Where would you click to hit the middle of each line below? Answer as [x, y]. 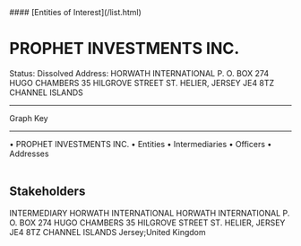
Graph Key [29, 118]
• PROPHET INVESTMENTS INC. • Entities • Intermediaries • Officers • [141, 144]
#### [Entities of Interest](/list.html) [75, 12]
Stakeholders [47, 192]
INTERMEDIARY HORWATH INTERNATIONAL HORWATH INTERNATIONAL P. [150, 213]
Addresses [29, 154]
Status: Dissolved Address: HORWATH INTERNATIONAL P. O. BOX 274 [139, 73]
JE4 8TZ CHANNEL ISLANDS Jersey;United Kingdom [107, 232]
